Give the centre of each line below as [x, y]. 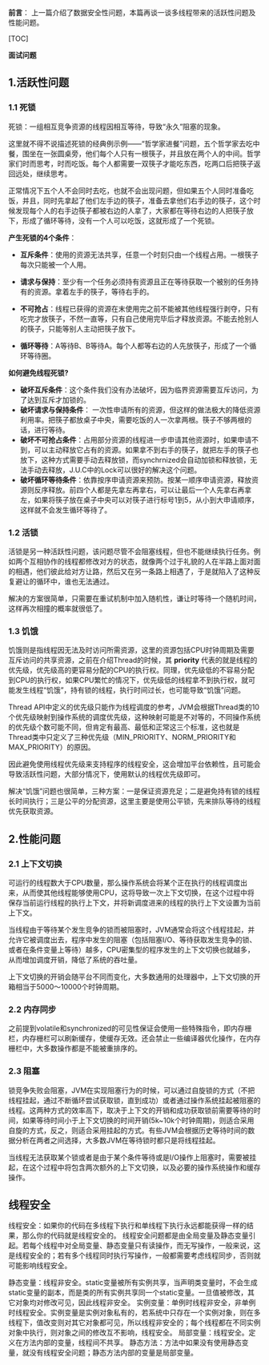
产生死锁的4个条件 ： [42, 237]
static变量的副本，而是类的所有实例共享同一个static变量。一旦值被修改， [128, 1293]
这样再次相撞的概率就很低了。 [57, 608]
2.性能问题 [35, 839]
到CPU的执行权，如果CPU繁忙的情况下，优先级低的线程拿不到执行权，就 [128, 680]
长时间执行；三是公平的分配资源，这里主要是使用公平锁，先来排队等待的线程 [134, 801]
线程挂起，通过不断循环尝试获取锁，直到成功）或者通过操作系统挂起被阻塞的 [134, 1100]
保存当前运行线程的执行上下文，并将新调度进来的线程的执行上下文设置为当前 [134, 902]
